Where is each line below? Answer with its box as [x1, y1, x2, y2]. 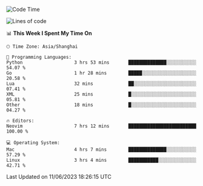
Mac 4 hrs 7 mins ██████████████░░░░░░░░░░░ [6, 147, 197, 153]
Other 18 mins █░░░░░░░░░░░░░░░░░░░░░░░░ [6, 102, 197, 108]
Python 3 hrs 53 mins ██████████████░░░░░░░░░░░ [6, 59, 197, 65]
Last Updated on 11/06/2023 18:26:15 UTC [6, 173, 112, 180]
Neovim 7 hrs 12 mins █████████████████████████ [6, 123, 197, 129]
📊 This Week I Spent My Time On [6, 30, 92, 36]
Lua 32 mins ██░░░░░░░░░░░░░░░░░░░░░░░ [6, 81, 197, 87]
